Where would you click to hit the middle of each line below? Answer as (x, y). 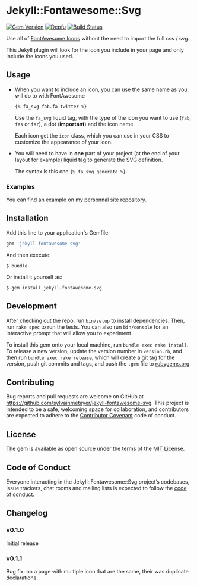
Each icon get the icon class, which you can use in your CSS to (92, 135)
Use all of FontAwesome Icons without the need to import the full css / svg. (98, 38)
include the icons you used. (40, 56)
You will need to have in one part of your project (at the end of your (97, 153)
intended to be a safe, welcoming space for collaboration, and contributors (97, 409)
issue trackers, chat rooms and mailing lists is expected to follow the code (96, 488)
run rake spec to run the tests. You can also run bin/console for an (87, 327)
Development (32, 306)
